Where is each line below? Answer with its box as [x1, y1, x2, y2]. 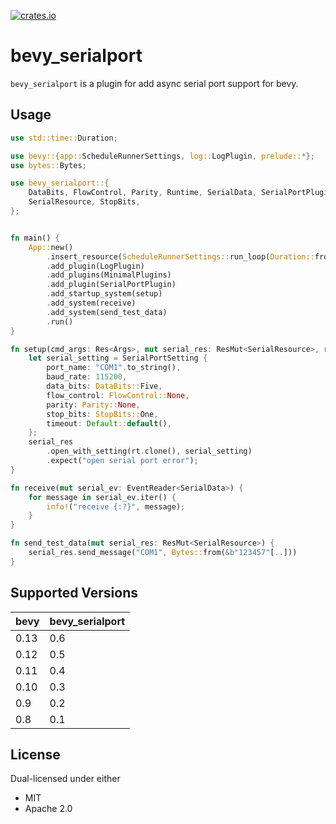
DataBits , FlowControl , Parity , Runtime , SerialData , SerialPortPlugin [28, 188, 333, 198]
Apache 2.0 [24, 803, 73, 815]
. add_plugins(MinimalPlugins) [46, 270, 172, 280]
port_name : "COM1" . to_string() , [46, 363, 182, 373]
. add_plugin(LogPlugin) [46, 261, 145, 271]
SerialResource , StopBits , [28, 197, 141, 207]
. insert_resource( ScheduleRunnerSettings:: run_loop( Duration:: [46, 251, 315, 262]
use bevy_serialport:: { [10, 178, 110, 189]
